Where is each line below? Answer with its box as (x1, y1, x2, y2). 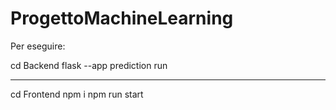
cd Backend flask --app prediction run (10, 59, 168, 71)
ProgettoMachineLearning (10, 7, 234, 30)
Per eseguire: (10, 40, 66, 52)
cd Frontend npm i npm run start (10, 88, 144, 100)
